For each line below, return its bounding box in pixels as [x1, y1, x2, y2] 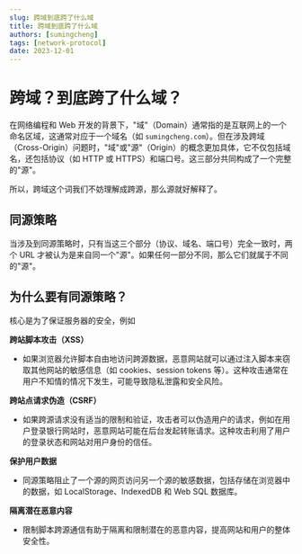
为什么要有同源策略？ [9, 290, 128, 305]
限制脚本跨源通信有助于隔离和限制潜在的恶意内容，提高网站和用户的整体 [22, 523, 290, 535]
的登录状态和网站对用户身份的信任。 [22, 436, 157, 447]
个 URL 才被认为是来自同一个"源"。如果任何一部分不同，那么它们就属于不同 [9, 249, 289, 260]
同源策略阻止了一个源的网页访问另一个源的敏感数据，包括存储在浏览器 [22, 474, 283, 486]
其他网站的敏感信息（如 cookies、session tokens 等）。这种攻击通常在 [30, 364, 289, 375]
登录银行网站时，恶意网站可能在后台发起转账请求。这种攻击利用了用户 [30, 424, 290, 436]
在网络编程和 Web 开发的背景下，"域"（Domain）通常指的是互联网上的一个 [9, 120, 288, 130]
